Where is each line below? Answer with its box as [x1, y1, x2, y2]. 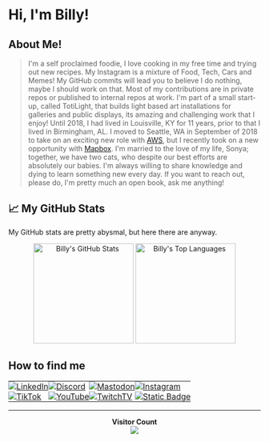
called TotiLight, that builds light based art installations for [40, 102, 232, 110]
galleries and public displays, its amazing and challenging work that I [27, 110, 255, 119]
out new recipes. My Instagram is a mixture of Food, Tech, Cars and [27, 67, 252, 77]
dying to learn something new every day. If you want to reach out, [27, 170, 246, 179]
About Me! [8, 38, 62, 51]
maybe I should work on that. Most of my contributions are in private [27, 84, 255, 94]
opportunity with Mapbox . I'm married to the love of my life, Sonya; [27, 144, 249, 153]
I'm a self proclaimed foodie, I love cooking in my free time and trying [27, 58, 257, 68]
